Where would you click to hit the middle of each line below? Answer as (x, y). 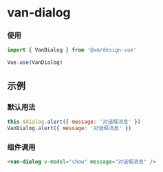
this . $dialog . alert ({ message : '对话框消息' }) (74, 122)
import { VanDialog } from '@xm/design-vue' (72, 50)
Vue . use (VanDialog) (35, 63)
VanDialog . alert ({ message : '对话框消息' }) (69, 128)
